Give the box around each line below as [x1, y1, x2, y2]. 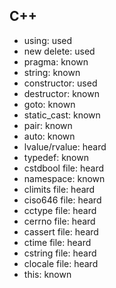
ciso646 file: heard [23, 194, 102, 206]
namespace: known [23, 172, 106, 184]
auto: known [23, 130, 76, 142]
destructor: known [23, 87, 100, 99]
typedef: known [23, 151, 89, 163]
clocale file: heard [23, 257, 99, 269]
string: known [23, 66, 81, 78]
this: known [23, 268, 72, 280]
